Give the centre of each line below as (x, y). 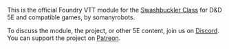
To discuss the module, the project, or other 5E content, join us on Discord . (113, 31)
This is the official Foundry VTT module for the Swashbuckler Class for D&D (115, 10)
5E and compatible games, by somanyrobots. (71, 17)
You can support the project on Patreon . (64, 38)
